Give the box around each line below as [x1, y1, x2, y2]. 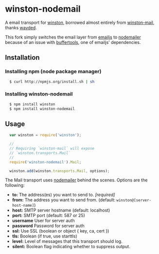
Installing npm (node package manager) [5, 68, 102, 75]
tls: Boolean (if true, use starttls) [12, 233, 78, 239]
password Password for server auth [12, 223, 85, 229]
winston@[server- [116, 198, 152, 203]
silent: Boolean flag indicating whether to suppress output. [12, 244, 130, 250]
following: [5, 182, 25, 188]
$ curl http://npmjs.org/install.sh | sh [9, 79, 95, 84]
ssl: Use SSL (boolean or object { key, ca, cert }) [12, 228, 109, 234]
